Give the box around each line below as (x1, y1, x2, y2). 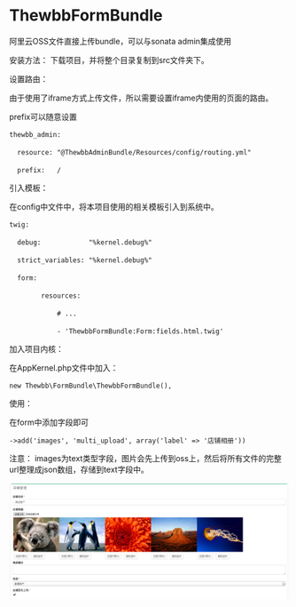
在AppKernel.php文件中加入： (9, 362, 119, 373)
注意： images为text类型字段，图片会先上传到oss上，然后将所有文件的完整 (9, 452, 282, 463)
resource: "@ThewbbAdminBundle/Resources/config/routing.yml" (17, 148, 252, 156)
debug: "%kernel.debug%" (17, 237, 152, 247)
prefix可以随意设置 (9, 111, 77, 122)
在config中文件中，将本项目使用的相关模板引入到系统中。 (9, 201, 219, 212)
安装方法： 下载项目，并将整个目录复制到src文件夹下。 (9, 54, 210, 65)
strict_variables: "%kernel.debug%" (17, 255, 152, 265)
